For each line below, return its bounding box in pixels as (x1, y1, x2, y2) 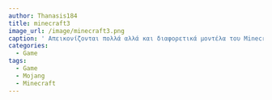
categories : (8, 42, 49, 50)
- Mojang (15, 72, 45, 80)
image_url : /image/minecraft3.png (8, 27, 125, 35)
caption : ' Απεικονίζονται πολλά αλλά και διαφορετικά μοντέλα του (8, 34, 241, 43)
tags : (8, 57, 27, 65)
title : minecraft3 (8, 19, 70, 27)
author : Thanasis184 (8, 11, 79, 20)
